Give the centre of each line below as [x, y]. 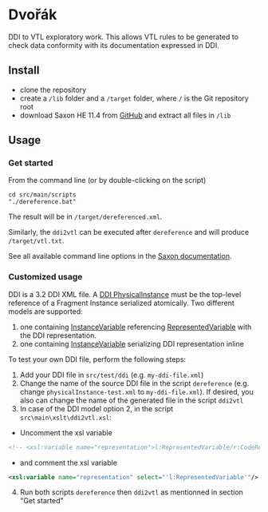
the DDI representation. [58, 335]
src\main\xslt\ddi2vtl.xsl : [65, 417]
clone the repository [53, 89]
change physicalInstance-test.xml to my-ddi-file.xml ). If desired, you [136, 391]
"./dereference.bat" [43, 202]
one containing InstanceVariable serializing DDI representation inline [132, 343]
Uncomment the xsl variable [66, 432]
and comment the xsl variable [69, 462]
